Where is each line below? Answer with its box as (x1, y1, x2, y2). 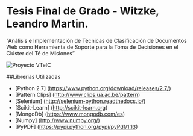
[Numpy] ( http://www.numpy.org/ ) (14, 116, 101, 124)
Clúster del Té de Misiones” (6, 49, 75, 57)
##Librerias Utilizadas (6, 73, 61, 80)
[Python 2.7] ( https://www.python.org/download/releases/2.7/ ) (14, 84, 171, 91)
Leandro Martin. (6, 17, 89, 31)
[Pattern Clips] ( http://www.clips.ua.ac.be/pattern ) (14, 91, 141, 98)
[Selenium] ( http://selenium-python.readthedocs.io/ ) (14, 97, 146, 105)
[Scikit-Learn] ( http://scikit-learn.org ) (14, 104, 108, 111)
